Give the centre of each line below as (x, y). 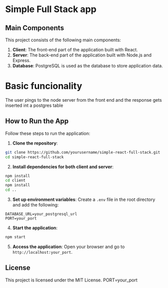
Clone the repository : (35, 143)
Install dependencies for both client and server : (63, 167)
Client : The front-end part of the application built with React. (75, 50)
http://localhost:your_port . (42, 252)
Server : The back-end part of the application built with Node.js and (82, 55)
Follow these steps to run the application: (48, 133)
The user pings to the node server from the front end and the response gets (83, 100)
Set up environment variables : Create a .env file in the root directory (84, 199)
